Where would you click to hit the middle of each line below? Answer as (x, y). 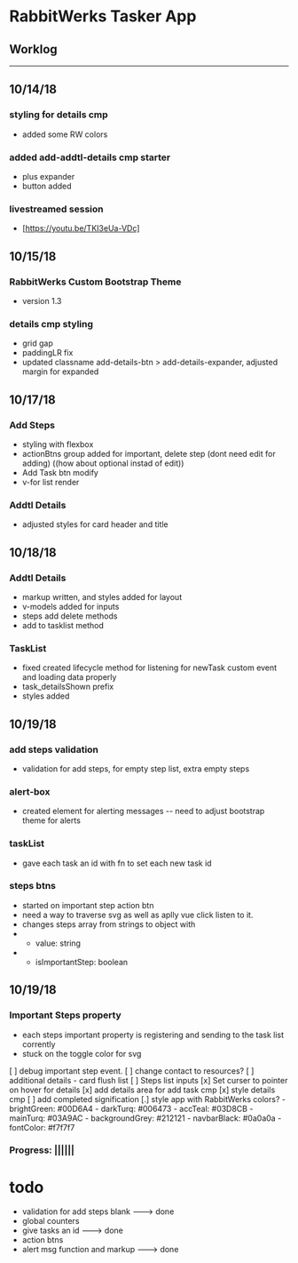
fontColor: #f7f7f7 (42, 1127)
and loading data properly (69, 677)
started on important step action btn (88, 905)
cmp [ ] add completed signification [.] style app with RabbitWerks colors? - (148, 1099)
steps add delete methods (70, 616)
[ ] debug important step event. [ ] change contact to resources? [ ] (132, 1071)
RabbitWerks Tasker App (103, 16)
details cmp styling (51, 324)
